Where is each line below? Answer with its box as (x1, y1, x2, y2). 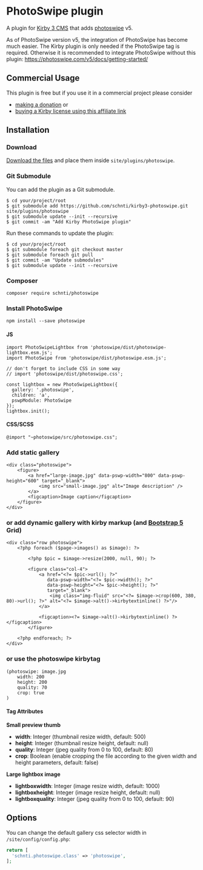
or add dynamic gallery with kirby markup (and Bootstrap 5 (6, 518, 184, 527)
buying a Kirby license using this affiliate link (15, 107, 127, 115)
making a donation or (15, 101, 68, 108)
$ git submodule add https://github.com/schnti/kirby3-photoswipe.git (6, 203, 188, 209)
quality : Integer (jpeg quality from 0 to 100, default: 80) (15, 746, 153, 753)
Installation (6, 125, 50, 135)
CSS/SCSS (6, 420, 34, 428)
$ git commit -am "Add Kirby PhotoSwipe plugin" (6, 218, 131, 225)
